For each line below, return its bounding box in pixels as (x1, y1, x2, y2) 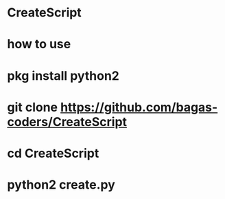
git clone (7, 99, 58, 115)
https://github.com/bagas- (60, 99, 218, 115)
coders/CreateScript (7, 114, 128, 129)
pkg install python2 (7, 67, 120, 83)
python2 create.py (7, 177, 115, 193)
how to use (7, 36, 71, 52)
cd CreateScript (7, 145, 99, 161)
